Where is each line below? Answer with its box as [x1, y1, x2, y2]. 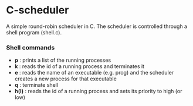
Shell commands [6, 43, 55, 51]
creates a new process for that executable [14, 75, 117, 82]
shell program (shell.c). [6, 29, 62, 36]
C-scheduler [6, 3, 69, 17]
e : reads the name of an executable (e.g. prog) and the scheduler [14, 69, 174, 76]
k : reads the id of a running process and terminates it [14, 63, 145, 70]
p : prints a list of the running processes [14, 56, 111, 64]
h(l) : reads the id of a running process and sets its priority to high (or [14, 88, 182, 95]
